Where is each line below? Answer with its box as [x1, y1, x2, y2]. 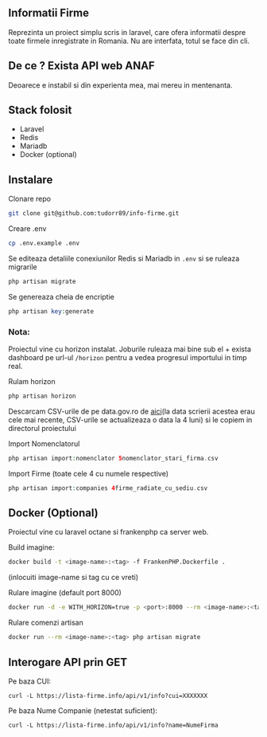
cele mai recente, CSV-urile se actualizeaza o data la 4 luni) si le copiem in [8, 414, 253, 425]
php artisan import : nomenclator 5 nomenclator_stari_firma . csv [8, 454, 219, 462]
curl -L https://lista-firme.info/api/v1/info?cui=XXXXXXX [8, 692, 208, 700]
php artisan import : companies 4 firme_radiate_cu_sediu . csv [8, 484, 208, 492]
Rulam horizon [8, 377, 56, 386]
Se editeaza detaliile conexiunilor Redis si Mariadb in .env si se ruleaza [8, 254, 240, 263]
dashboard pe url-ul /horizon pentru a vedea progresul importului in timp [8, 353, 248, 363]
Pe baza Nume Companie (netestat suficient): [8, 705, 157, 715]
